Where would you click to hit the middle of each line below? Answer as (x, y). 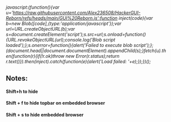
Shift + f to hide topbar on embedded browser (55, 103)
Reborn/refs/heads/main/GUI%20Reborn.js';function (62, 18)
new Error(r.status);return (92, 56)
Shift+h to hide (22, 91)
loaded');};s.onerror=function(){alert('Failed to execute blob (69, 45)
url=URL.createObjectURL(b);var (40, 29)
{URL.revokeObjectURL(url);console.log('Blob (54, 40)
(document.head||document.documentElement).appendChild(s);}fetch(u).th (86, 51)
